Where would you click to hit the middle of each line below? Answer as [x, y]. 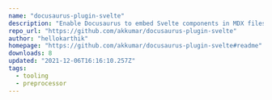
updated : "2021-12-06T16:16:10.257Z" [72, 61]
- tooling [32, 76]
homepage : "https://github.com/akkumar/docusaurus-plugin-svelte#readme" [136, 46]
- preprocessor [41, 83]
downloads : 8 [30, 53]
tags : [17, 69]
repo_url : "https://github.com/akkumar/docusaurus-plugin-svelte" [123, 31]
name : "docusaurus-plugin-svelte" [67, 16]
